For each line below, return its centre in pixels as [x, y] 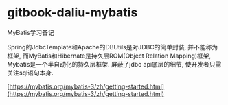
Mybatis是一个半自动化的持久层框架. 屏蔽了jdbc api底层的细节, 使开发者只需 [114, 64]
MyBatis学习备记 [31, 32]
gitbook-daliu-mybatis [72, 13]
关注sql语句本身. [30, 73]
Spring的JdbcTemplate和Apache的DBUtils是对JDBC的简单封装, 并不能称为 [113, 47]
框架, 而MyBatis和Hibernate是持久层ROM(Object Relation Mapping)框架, [109, 56]
